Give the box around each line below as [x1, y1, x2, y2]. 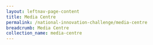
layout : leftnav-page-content [6, 8, 80, 15]
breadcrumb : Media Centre [6, 25, 69, 31]
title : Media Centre [6, 14, 57, 20]
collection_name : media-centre [6, 30, 82, 36]
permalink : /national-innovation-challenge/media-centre [6, 19, 148, 25]
